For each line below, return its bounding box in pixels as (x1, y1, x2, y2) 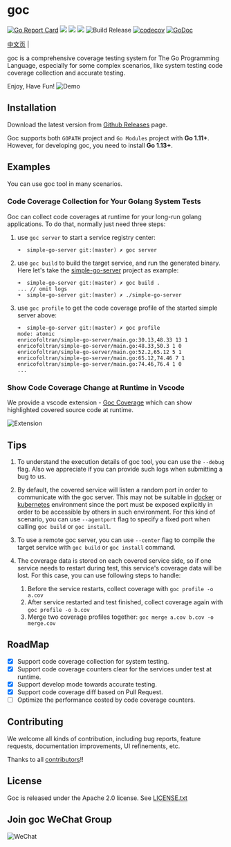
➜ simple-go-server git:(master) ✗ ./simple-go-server (17, 291, 182, 299)
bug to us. (17, 472, 46, 481)
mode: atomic (17, 331, 55, 337)
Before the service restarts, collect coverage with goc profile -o (27, 584, 214, 593)
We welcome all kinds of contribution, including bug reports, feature (7, 734, 201, 743)
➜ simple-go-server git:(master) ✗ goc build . (17, 279, 160, 286)
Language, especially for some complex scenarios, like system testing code (7, 61, 223, 69)
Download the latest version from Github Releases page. (7, 120, 168, 129)
